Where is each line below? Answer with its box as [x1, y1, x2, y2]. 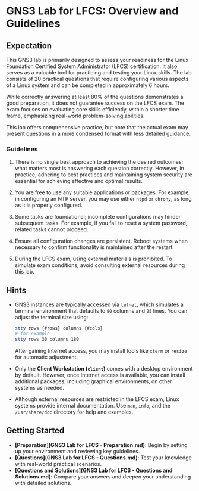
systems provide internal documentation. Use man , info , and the [14, 402, 171, 409]
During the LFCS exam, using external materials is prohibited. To [14, 255, 172, 263]
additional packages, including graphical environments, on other [14, 377, 172, 385]
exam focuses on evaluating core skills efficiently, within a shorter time [6, 106, 179, 113]
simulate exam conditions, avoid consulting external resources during [14, 262, 185, 269]
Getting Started [6, 425, 65, 436]
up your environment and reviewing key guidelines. [14, 448, 140, 455]
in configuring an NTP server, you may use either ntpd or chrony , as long [14, 195, 192, 203]
